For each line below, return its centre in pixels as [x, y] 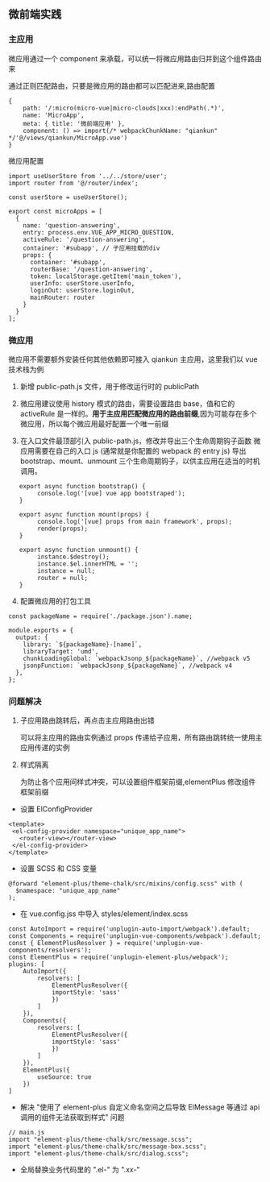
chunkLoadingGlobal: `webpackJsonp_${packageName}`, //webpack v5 [137, 658]
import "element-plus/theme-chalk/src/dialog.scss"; [99, 1154]
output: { [32, 637]
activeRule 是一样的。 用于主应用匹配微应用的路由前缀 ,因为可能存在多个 [138, 413]
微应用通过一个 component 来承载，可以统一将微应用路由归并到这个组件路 [132, 58]
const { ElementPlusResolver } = [64, 944]
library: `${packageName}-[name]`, [83, 644]
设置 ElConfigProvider [56, 809]
